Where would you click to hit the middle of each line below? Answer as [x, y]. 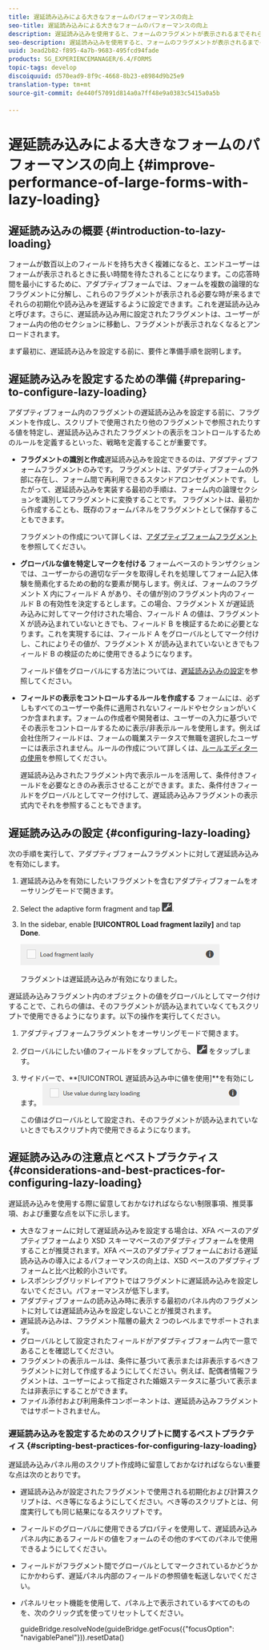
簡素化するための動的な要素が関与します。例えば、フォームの [135, 584]
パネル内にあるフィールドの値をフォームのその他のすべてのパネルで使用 [139, 1539]
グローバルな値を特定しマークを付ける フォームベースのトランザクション [140, 564]
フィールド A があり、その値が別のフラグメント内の [149, 594]
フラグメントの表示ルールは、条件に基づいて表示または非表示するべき [136, 1361]
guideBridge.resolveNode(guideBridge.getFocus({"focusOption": [127, 1629]
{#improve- [177, 165]
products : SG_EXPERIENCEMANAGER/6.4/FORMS [80, 59]
